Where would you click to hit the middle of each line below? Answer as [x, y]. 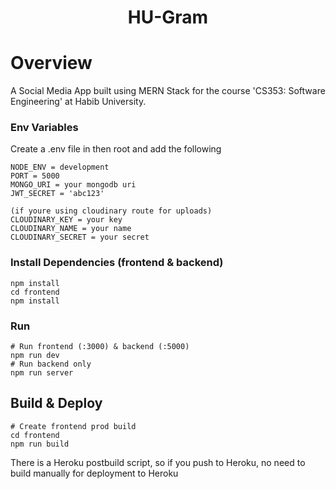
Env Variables [44, 128]
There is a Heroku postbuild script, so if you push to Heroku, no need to [158, 462]
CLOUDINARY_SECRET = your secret [80, 237]
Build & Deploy [56, 403]
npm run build [40, 444]
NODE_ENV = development [60, 167]
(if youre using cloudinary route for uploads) [111, 211]
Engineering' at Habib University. [78, 102]
